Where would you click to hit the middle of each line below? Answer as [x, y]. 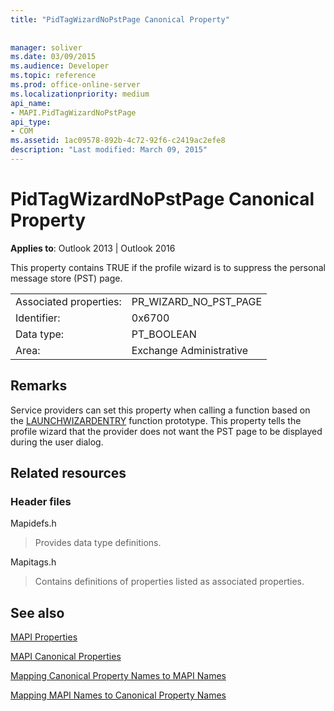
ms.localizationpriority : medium [80, 94]
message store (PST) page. [66, 278]
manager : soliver [46, 47]
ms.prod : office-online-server [75, 85]
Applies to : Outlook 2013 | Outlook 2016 [93, 248]
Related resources [68, 473]
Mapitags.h [33, 562]
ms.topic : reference [53, 76]
